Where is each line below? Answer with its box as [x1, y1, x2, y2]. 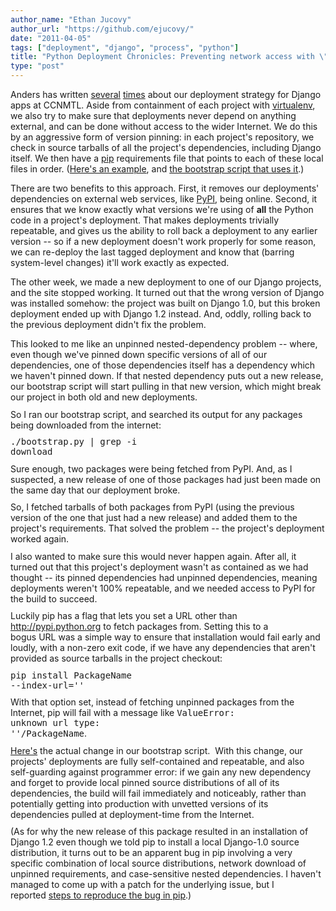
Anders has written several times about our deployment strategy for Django [10, 89, 322, 100]
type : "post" [10, 61, 65, 71]
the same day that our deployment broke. [10, 484, 181, 496]
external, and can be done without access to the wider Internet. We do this [10, 121, 318, 132]
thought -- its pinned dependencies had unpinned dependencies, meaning [10, 571, 318, 583]
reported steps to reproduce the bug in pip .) [10, 889, 192, 901]
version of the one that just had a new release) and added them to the [10, 512, 298, 523]
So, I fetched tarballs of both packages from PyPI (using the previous [10, 501, 295, 513]
